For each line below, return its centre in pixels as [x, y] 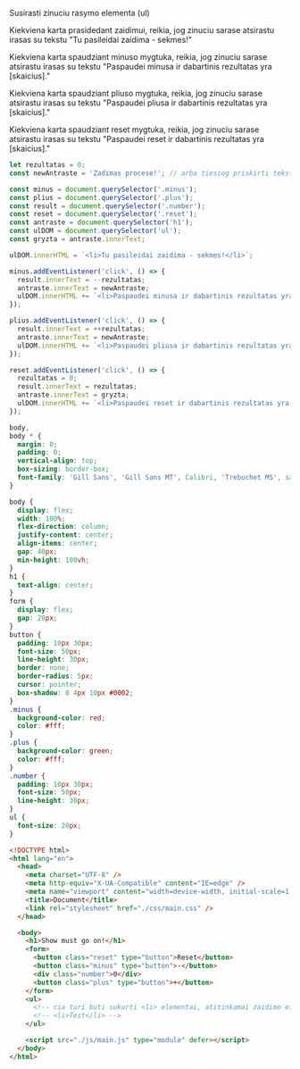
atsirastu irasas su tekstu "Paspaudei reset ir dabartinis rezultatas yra [137, 139]
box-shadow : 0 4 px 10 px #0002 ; [75, 693]
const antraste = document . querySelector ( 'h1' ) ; [101, 222]
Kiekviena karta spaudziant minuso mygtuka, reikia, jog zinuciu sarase [138, 57]
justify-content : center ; [66, 535]
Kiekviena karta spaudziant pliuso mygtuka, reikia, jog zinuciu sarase [136, 93]
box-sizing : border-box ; [63, 469]
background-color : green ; [66, 751]
